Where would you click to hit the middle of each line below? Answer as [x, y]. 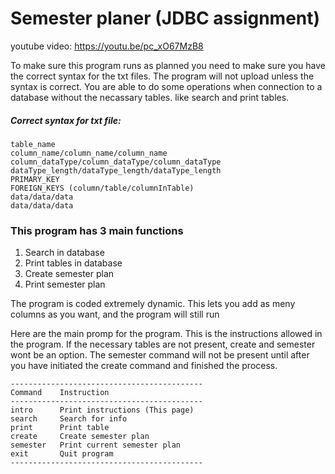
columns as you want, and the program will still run [115, 314]
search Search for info [69, 419]
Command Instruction [60, 393]
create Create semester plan [80, 437]
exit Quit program [62, 454]
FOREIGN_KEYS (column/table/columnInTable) [102, 188]
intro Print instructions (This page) [102, 410]
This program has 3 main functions [97, 230]
